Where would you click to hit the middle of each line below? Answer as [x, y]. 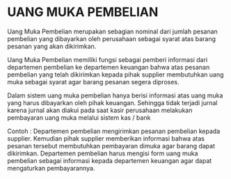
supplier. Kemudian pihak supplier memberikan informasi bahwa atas [106, 138]
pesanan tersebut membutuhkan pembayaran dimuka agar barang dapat [111, 146]
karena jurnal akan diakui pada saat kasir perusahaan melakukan [100, 110]
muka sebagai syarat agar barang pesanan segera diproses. [93, 81]
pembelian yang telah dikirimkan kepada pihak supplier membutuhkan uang [115, 75]
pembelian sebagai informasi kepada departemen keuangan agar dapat [110, 160]
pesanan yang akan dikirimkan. [52, 46]
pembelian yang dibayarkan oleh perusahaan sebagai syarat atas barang [112, 38]
